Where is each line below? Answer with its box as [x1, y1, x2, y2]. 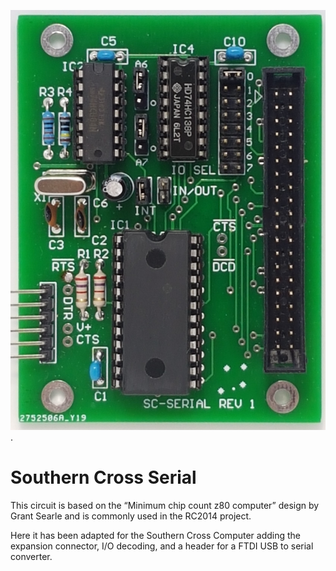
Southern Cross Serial [10, 466, 197, 489]
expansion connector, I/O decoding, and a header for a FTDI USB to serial [10, 540, 314, 552]
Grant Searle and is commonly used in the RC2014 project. [10, 510, 252, 522]
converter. [10, 550, 53, 562]
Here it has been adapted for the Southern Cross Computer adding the [10, 529, 302, 541]
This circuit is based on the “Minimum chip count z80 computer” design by [10, 499, 320, 511]
